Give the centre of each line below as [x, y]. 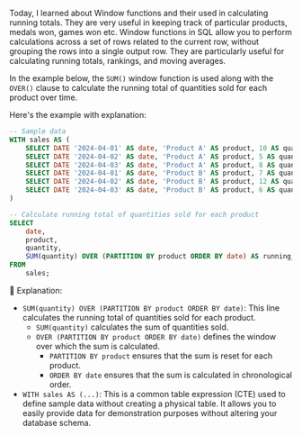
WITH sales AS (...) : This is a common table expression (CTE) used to [154, 394]
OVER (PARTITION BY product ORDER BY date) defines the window [156, 336]
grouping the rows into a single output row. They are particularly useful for [147, 51]
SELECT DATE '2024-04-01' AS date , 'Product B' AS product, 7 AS [151, 173]
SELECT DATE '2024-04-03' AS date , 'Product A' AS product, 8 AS [151, 165]
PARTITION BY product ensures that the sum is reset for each [161, 356]
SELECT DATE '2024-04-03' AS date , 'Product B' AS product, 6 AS [151, 190]
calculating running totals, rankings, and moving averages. [118, 61]
